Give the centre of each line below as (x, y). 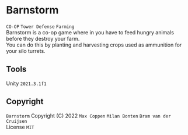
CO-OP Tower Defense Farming (40, 27)
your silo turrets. (26, 51)
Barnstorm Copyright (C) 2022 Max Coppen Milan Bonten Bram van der (88, 116)
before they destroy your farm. (43, 38)
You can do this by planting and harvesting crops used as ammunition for (94, 45)
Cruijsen (17, 121)
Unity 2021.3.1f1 (26, 83)
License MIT (20, 127)
